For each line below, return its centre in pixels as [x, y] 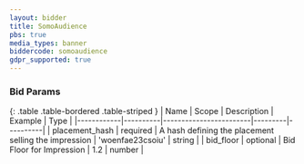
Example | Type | [41, 121]
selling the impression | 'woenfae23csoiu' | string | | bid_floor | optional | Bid [152, 140]
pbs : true [28, 34]
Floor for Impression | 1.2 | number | [76, 150]
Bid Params [35, 92]
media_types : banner [49, 43]
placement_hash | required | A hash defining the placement [163, 130]
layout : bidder [38, 18]
